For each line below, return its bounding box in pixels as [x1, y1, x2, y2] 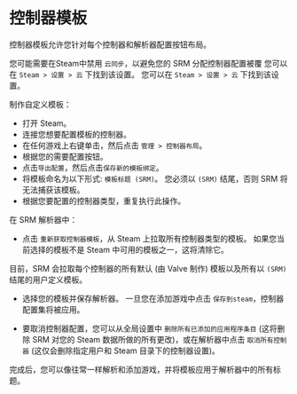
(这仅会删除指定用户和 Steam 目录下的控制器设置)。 [30, 345, 220, 356]
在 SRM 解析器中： [9, 214, 78, 225]
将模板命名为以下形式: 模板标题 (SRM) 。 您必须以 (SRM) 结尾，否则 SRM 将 [21, 173, 288, 184]
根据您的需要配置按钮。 [21, 151, 108, 162]
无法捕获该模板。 [21, 184, 85, 195]
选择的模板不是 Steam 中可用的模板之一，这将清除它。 [29, 244, 229, 255]
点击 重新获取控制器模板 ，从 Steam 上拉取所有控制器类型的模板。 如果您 [21, 232, 277, 244]
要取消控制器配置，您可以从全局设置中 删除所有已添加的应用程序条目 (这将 [21, 323, 277, 334]
